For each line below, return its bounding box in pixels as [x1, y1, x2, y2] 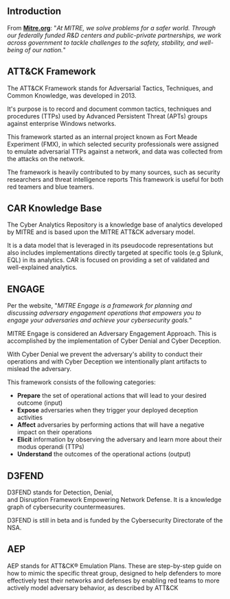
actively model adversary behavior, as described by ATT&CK [7, 583, 179, 591]
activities [16, 413, 43, 422]
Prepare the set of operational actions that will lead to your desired [16, 392, 207, 400]
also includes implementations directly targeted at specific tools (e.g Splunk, [7, 249, 223, 257]
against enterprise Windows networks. [7, 119, 117, 127]
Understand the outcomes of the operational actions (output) [16, 450, 191, 459]
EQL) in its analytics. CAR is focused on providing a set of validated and [7, 256, 209, 264]
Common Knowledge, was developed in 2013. [7, 91, 137, 99]
